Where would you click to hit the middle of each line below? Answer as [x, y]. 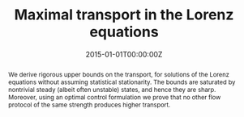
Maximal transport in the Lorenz [124, 15]
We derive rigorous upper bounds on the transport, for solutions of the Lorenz [118, 74]
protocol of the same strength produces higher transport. [89, 104]
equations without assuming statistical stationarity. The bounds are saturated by [122, 82]
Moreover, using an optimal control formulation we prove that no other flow [114, 97]
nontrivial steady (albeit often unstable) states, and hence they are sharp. [112, 89]
